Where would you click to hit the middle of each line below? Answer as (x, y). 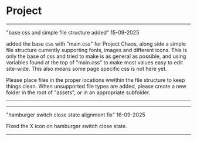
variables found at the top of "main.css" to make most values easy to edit (95, 62)
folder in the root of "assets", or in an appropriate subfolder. (78, 92)
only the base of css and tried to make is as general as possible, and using (96, 56)
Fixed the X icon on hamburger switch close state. (67, 126)
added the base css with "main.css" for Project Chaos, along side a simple (96, 44)
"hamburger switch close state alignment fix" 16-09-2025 (76, 115)
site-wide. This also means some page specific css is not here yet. (86, 68)
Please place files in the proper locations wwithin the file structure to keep (96, 80)
